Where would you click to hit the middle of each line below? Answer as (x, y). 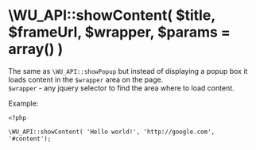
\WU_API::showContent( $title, (112, 15)
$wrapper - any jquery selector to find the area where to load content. (121, 88)
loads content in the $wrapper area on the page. (86, 79)
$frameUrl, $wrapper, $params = (119, 32)
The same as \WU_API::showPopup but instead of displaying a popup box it (128, 71)
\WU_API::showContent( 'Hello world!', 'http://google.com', (112, 132)
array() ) (36, 49)
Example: (23, 103)
